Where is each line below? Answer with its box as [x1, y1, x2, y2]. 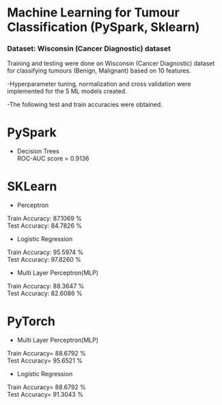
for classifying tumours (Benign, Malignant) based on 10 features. [7, 66, 191, 75]
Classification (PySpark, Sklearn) [7, 19, 200, 35]
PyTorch [7, 313, 56, 329]
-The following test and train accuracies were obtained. [7, 101, 163, 109]
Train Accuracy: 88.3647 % [7, 282, 85, 291]
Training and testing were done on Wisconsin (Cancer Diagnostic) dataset [7, 60, 215, 68]
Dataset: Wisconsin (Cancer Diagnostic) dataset [7, 44, 171, 53]
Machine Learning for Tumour [7, 5, 180, 21]
